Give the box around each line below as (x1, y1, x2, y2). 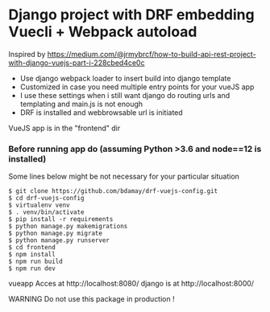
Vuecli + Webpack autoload (8, 23, 197, 41)
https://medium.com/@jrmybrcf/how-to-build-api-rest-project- (47, 49, 256, 59)
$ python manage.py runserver (8, 236, 110, 244)
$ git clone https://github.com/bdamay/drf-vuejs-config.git (8, 187, 218, 195)
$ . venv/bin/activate (8, 208, 85, 216)
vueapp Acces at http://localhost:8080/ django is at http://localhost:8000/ (8, 279, 255, 289)
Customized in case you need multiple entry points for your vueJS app (19, 82, 255, 92)
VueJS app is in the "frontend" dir (8, 123, 121, 133)
